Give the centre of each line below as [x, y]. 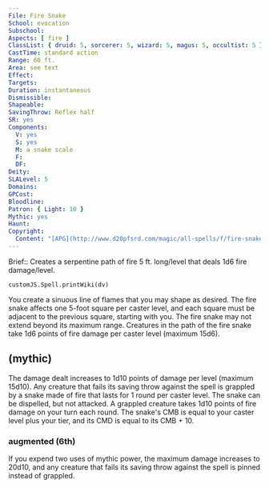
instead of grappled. [42, 475]
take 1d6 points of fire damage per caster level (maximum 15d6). [114, 334]
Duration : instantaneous [50, 90]
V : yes [26, 134]
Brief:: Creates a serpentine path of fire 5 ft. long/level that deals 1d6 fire [128, 262]
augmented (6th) [42, 441]
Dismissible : [30, 98]
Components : [28, 127]
